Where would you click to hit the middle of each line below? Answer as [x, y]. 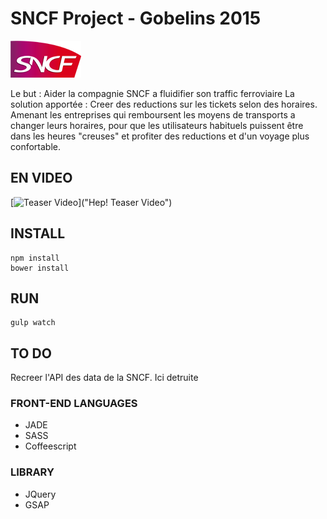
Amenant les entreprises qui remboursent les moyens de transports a [153, 114]
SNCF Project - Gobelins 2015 [136, 18]
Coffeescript [50, 446]
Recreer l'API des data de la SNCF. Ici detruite [104, 378]
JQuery [40, 494]
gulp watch [33, 323]
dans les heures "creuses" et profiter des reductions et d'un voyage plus [160, 136]
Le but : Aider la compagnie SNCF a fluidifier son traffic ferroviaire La [152, 93]
